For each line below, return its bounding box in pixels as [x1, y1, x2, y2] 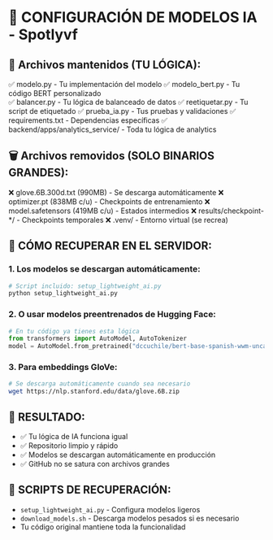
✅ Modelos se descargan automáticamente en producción [19, 450, 216, 459]
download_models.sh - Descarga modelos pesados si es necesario [19, 513, 240, 523]
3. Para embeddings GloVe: [8, 362, 118, 373]
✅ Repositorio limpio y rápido [19, 441, 119, 451]
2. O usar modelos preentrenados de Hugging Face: [8, 309, 217, 320]
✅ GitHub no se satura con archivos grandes [19, 459, 171, 469]
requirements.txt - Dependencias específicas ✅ [8, 115, 168, 125]
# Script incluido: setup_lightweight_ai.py [8, 281, 162, 290]
